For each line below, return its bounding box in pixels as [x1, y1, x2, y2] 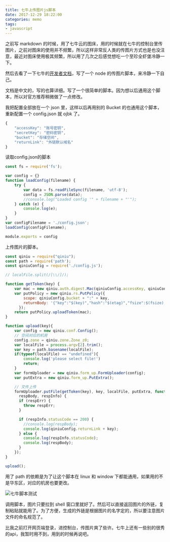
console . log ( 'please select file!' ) [23, 357, 101, 362]
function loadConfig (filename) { [5, 178, 76, 183]
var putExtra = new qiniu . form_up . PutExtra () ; [14, 375, 114, 380]
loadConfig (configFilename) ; [5, 225, 67, 230]
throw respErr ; [23, 403, 56, 408]
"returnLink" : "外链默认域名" [14, 139, 73, 144]
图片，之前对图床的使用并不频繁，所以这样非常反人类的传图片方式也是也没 [5, 47, 160, 53]
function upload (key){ [5, 324, 53, 329]
